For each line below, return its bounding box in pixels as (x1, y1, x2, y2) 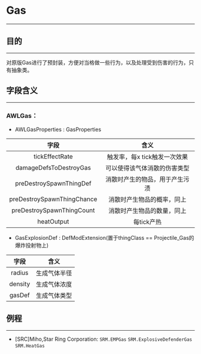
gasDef (9, 291, 30, 299)
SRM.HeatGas (14, 343, 45, 349)
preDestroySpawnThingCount (11, 206, 95, 214)
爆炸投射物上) (14, 242, 49, 249)
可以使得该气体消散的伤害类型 (105, 164, 190, 172)
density (9, 279, 31, 288)
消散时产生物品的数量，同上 (108, 206, 187, 215)
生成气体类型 (35, 291, 72, 300)
